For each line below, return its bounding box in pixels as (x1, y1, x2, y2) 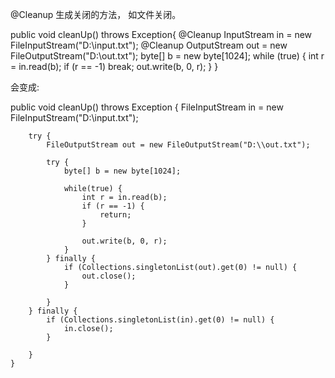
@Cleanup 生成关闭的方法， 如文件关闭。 (10, 9, 182, 20)
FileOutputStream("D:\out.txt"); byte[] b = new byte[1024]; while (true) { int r (10, 50, 325, 62)
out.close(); (81, 271, 137, 281)
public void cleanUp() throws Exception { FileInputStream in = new (10, 101, 284, 113)
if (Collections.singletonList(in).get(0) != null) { (46, 315, 275, 325)
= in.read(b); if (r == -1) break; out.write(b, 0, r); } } (10, 61, 219, 72)
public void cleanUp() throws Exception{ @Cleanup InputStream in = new (10, 29, 313, 40)
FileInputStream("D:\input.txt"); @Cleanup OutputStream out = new (10, 39, 288, 51)
